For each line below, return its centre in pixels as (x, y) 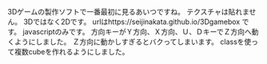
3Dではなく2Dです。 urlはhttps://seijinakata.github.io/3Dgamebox (132, 22)
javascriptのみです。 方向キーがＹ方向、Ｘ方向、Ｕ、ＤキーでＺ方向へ (137, 32)
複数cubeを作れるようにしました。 (72, 52)
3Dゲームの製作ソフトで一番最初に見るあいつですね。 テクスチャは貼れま (128, 12)
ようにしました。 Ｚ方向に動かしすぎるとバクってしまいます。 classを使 (133, 42)
